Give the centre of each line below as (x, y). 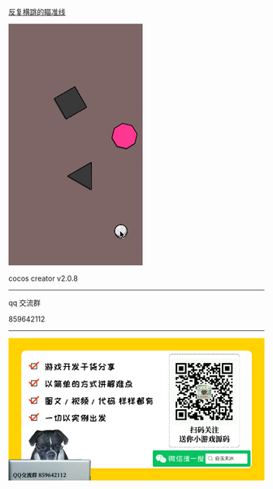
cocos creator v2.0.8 (43, 278)
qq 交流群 (25, 303)
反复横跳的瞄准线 (37, 12)
